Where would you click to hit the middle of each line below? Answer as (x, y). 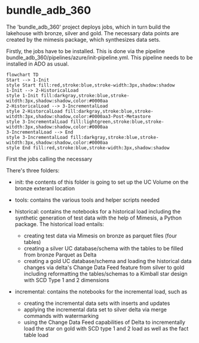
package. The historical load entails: (59, 224)
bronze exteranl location (45, 188)
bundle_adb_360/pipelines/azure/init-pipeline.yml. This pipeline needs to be (99, 57)
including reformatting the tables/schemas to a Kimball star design (105, 274)
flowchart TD (22, 75)
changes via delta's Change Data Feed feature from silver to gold (104, 267)
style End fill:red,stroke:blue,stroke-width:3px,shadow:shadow (88, 148)
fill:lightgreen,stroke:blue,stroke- (117, 122)
